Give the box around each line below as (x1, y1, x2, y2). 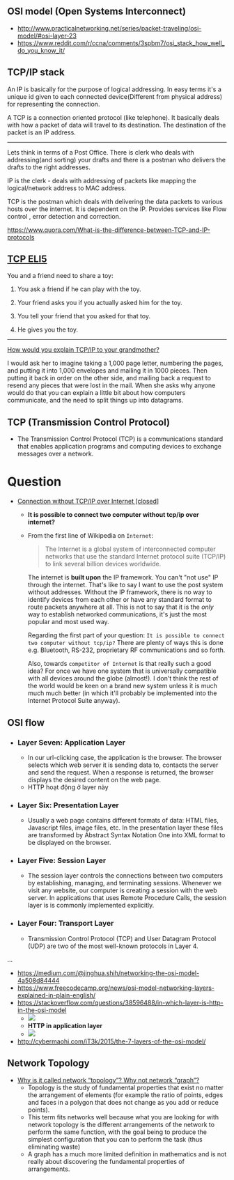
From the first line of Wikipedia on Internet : (27, 531, 154, 540)
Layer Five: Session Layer (17, 856, 107, 866)
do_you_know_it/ (17, 46, 65, 54)
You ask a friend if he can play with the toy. (17, 285, 141, 293)
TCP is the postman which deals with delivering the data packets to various (7, 197, 223, 205)
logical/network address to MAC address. (7, 184, 127, 192)
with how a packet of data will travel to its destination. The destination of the (7, 121, 226, 129)
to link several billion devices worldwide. (45, 560, 162, 568)
